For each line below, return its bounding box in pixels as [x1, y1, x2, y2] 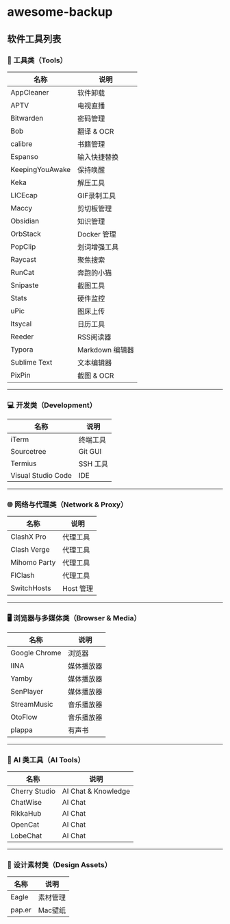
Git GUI [78, 447, 102, 457]
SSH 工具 [78, 459, 108, 469]
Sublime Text [10, 357, 53, 367]
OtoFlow [10, 712, 38, 722]
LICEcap [10, 190, 38, 199]
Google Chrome [10, 648, 62, 657]
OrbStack [10, 229, 41, 239]
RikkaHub [10, 809, 42, 818]
